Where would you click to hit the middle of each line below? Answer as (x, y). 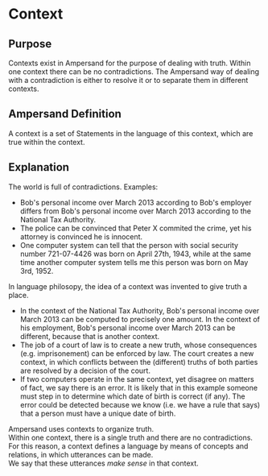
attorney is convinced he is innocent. (81, 236)
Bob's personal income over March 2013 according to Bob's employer (136, 202)
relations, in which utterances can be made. (81, 454)
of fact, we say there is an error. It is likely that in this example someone (139, 387)
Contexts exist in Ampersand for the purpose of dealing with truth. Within (130, 63)
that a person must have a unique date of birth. (98, 413)
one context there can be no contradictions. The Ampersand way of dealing (134, 72)
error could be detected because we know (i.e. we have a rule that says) (140, 404)
